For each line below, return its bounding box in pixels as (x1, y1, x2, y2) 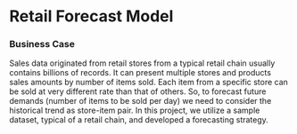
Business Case (9, 38, 76, 51)
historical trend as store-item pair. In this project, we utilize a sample (9, 105, 260, 116)
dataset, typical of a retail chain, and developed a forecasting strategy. (9, 114, 269, 125)
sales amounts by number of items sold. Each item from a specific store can (9, 77, 288, 88)
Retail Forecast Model (9, 6, 174, 27)
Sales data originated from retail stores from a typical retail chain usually (9, 58, 276, 68)
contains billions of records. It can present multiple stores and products (9, 67, 272, 78)
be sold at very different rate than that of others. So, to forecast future (9, 86, 267, 97)
